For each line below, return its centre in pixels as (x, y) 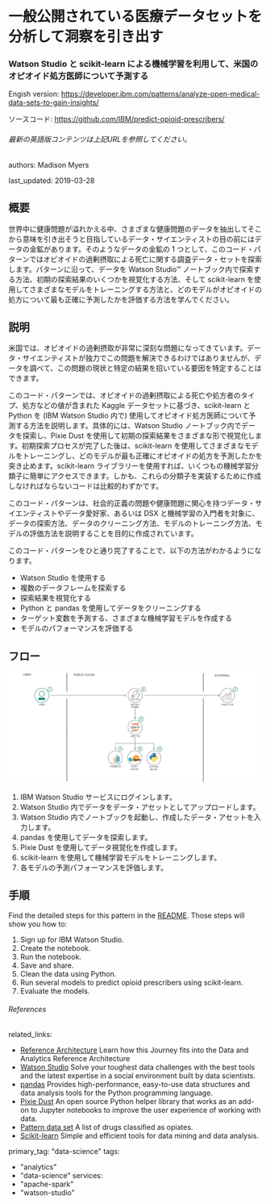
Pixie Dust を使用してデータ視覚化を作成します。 (101, 847)
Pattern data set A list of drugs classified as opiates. (106, 1127)
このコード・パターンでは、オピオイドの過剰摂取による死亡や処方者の (125, 395)
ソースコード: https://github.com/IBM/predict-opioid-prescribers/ (116, 119)
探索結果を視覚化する (55, 598)
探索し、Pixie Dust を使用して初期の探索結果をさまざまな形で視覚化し (139, 435)
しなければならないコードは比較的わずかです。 (86, 486)
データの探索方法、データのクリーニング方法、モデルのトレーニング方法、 (132, 523)
